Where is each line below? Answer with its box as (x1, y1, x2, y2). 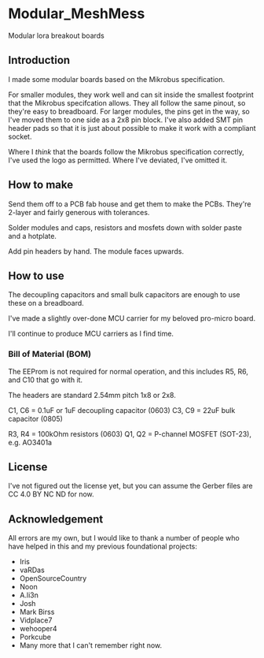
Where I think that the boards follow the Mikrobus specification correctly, (8, 147, 245, 156)
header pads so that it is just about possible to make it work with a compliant (8, 123, 256, 132)
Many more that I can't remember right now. (19, 641, 163, 650)
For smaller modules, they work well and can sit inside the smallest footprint (8, 90, 254, 99)
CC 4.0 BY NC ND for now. (8, 489, 94, 499)
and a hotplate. (8, 231, 57, 240)
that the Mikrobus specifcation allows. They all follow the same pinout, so (8, 98, 246, 107)
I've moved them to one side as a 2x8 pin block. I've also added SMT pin (8, 115, 244, 125)
